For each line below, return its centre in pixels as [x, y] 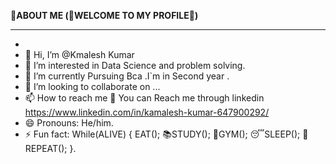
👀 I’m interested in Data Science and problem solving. [135, 65]
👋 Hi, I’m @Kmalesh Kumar [79, 54]
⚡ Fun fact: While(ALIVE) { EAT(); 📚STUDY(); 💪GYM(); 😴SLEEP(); [162, 134]
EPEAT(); [46, 148]
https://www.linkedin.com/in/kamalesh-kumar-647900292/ [147, 112]
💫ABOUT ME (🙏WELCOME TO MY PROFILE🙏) [104, 15]
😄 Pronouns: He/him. [69, 123]
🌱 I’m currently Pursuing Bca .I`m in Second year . [127, 76]
